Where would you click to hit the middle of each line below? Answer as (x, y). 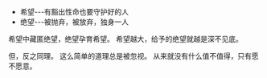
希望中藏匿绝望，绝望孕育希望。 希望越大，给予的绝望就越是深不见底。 (125, 39)
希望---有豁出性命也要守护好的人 (74, 12)
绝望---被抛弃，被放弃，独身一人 (74, 22)
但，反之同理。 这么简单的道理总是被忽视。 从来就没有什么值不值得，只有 (130, 56)
